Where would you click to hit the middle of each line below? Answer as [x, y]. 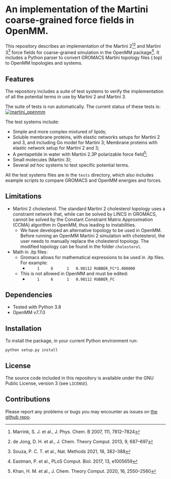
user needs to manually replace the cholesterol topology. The [84, 241]
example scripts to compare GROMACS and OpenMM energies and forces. [83, 180]
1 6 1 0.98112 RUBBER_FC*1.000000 [86, 268]
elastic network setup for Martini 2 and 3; [56, 148]
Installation [23, 329]
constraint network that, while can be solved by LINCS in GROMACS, [85, 214]
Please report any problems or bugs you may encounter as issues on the [81, 411]
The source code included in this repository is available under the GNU [80, 378]
